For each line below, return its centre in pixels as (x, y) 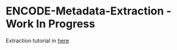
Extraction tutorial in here (38, 40)
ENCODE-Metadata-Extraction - (88, 11)
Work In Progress (50, 24)
